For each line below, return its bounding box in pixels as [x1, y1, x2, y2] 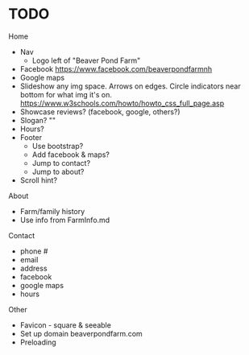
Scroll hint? [19, 175, 58, 185]
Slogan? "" [19, 115, 56, 125]
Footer [19, 132, 43, 142]
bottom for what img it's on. [19, 89, 113, 99]
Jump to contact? [31, 158, 91, 167]
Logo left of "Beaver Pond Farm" [31, 56, 141, 65]
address [19, 263, 48, 273]
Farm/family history [19, 206, 85, 216]
